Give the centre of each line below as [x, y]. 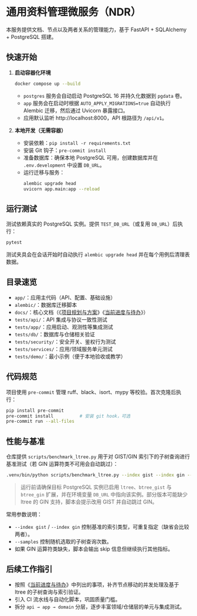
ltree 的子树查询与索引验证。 [49, 592]
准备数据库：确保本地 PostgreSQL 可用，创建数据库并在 [91, 157]
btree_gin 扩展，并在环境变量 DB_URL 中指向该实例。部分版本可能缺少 [104, 494]
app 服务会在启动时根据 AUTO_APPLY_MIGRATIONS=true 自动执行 [97, 103]
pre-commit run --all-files [40, 422]
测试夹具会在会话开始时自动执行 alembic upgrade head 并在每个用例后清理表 [98, 254]
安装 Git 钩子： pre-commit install [65, 150]
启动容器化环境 [33, 72]
